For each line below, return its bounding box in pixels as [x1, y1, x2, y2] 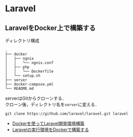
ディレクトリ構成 [5, 38, 40, 43]
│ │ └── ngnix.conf [5, 60, 54, 65]
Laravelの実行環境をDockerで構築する [12, 127, 89, 133]
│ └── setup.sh [5, 73, 41, 78]
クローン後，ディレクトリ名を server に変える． [5, 102, 100, 107]
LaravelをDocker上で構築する [5, 24, 96, 32]
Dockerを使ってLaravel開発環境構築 [12, 121, 85, 126]
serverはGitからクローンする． [5, 95, 67, 101]
